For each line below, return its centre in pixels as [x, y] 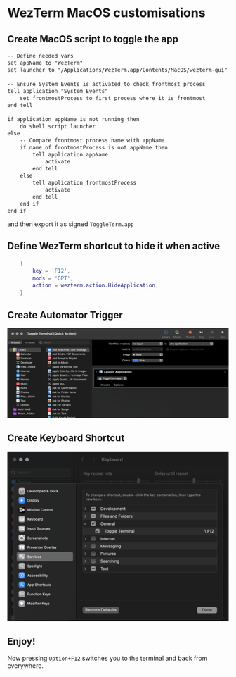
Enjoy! [21, 641]
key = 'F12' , [52, 271]
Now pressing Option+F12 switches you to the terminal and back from [107, 658]
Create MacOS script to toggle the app [93, 39]
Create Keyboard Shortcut [66, 438]
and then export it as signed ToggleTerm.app [71, 224]
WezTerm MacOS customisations [106, 13]
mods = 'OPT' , [53, 278]
